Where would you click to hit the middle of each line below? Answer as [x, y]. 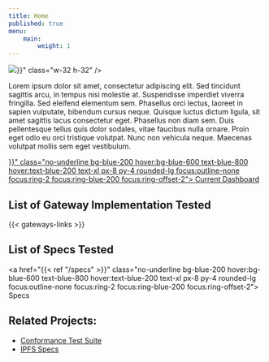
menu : [17, 31]
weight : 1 [54, 46]
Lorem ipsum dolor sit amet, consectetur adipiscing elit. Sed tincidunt [125, 86]
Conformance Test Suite [61, 340]
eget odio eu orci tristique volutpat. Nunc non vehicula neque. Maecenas [130, 138]
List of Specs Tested [61, 250]
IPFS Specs [39, 349]
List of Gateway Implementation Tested [110, 205]
